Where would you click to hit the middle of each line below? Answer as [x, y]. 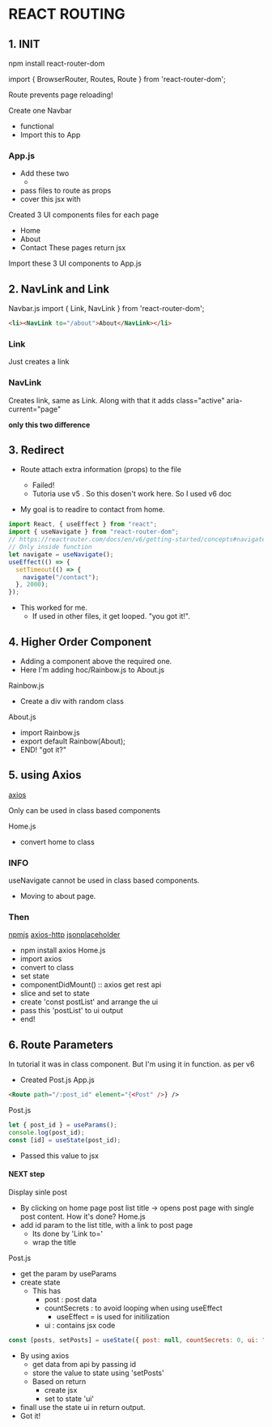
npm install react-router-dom [57, 63]
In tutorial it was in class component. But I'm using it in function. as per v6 [132, 1064]
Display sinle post [38, 1192]
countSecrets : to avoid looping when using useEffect [133, 1308]
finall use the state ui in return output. [83, 1407]
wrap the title [54, 1242]
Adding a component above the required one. [96, 661]
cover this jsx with [50, 199]
